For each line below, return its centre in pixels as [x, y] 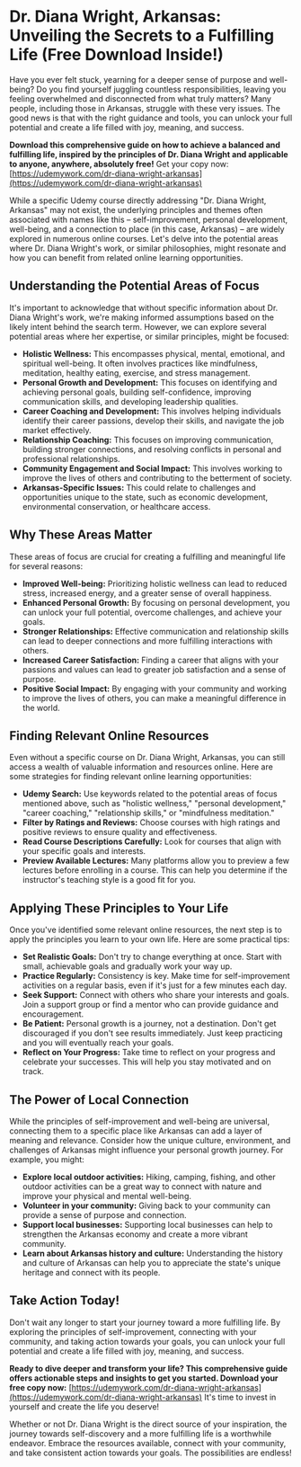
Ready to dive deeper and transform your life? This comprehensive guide [149, 1368]
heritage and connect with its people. [91, 1272]
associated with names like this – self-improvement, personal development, [149, 219]
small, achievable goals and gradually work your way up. [127, 966]
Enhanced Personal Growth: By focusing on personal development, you [156, 602]
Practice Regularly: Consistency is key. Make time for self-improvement [156, 976]
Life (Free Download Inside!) [117, 55]
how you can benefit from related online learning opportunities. [126, 257]
